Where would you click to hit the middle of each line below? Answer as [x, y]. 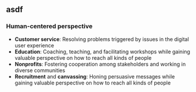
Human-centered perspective [49, 26]
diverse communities [40, 70]
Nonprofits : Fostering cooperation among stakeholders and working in [100, 64]
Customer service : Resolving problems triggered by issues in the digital [102, 39]
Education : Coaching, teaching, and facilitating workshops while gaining [102, 52]
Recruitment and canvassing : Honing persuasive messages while [94, 76]
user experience [34, 45]
